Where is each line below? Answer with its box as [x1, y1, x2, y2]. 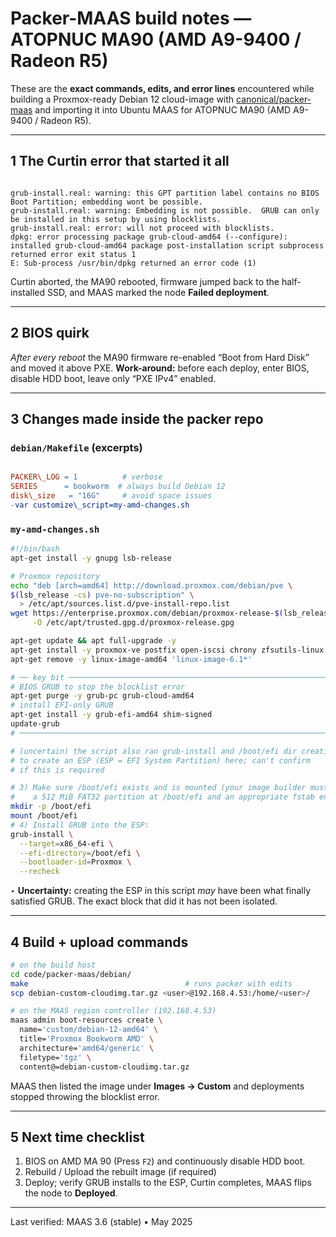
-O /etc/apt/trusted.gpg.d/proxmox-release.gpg [32, 618, 235, 628]
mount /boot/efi [10, 811, 78, 821]
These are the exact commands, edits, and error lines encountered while [10, 82, 315, 94]
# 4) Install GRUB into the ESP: [10, 820, 150, 830]
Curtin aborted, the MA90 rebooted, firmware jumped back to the [10, 275, 280, 287]
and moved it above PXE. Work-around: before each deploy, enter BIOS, [10, 362, 310, 374]
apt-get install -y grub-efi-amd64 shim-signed [10, 710, 213, 720]
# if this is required [10, 765, 105, 775]
